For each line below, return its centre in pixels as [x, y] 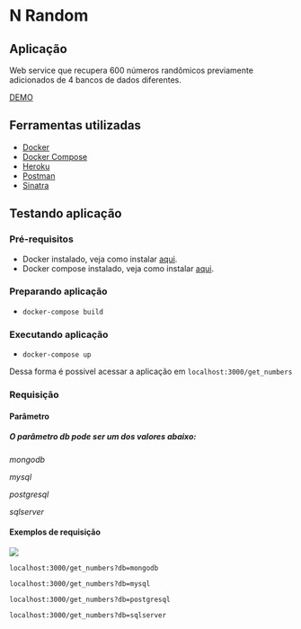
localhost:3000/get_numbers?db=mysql [80, 584]
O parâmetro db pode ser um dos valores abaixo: [103, 437]
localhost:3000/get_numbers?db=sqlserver [88, 615]
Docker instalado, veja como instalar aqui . [100, 259]
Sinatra [35, 185]
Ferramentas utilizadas [75, 125]
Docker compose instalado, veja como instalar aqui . [118, 268]
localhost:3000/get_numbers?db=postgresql [90, 599]
